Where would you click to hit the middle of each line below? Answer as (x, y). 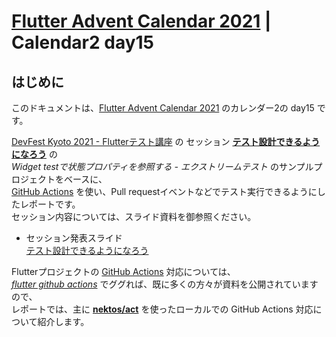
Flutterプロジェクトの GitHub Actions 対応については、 (123, 271)
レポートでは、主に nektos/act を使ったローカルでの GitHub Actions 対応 (162, 309)
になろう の (34, 154)
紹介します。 (63, 321)
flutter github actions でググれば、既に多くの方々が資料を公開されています (165, 284)
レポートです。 (50, 204)
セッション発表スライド (74, 238)
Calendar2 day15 (83, 42)
